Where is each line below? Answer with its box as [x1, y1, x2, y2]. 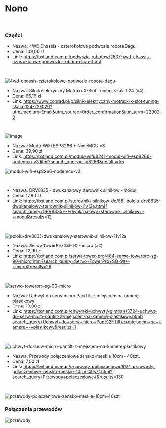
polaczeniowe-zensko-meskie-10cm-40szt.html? [12, 369, 113, 375]
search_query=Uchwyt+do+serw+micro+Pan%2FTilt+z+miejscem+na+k [12, 319, 161, 325]
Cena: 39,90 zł [12, 148, 42, 154]
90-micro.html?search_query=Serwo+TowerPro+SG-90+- [12, 258, 130, 264]
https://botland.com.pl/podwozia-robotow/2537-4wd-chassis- [23, 54, 151, 60]
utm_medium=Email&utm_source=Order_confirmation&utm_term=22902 [12, 109, 160, 115]
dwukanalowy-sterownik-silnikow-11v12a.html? [12, 203, 108, 209]
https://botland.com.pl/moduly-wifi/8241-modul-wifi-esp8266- [23, 153, 152, 159]
